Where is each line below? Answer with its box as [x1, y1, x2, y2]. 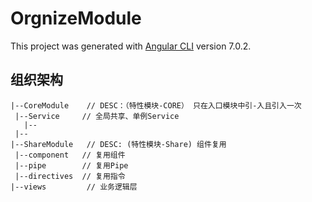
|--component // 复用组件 [14, 150, 126, 160]
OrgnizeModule [10, 7, 142, 30]
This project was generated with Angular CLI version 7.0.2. [10, 40, 252, 52]
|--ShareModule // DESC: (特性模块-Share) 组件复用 [10, 139, 227, 149]
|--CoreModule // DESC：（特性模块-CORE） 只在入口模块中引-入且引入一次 [10, 100, 302, 111]
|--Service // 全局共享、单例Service [14, 111, 180, 121]
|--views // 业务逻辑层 [10, 182, 138, 192]
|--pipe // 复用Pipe [14, 160, 129, 171]
